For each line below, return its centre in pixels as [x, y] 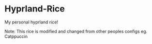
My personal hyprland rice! [31, 22]
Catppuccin [16, 36]
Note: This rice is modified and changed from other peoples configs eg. [76, 31]
